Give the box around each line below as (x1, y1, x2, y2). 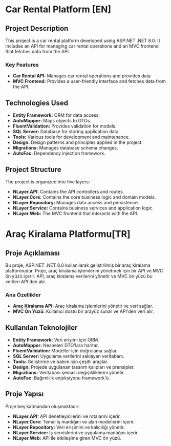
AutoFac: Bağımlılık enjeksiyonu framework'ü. (12, 375, 110, 381)
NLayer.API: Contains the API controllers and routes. (12, 188, 124, 195)
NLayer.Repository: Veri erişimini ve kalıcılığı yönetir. (12, 424, 125, 430)
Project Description (5, 24, 69, 33)
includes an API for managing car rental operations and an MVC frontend (5, 43, 159, 49)
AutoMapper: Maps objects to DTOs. (12, 118, 91, 124)
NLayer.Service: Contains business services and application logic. (12, 205, 154, 211)
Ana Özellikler (5, 291, 41, 298)
